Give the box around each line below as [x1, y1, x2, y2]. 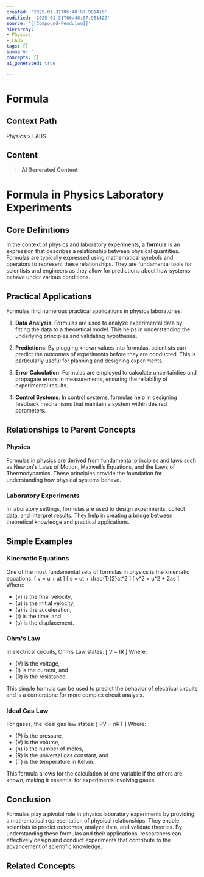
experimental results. [15, 382, 68, 389]
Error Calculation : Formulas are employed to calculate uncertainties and [15, 369, 197, 376]
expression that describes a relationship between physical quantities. [6, 248, 180, 255]
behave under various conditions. [6, 273, 91, 281]
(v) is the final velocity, [15, 593, 72, 600]
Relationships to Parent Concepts [6, 424, 136, 435]
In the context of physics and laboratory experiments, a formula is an [6, 241, 180, 248]
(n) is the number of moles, [15, 745, 83, 752]
